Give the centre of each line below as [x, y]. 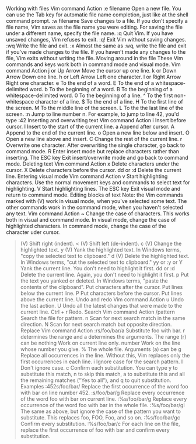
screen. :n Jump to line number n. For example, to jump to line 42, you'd [92, 114]
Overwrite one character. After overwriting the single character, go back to [96, 145]
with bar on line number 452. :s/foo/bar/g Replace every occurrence [102, 393]
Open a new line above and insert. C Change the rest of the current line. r [94, 139]
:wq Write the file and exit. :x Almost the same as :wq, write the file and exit [96, 46]
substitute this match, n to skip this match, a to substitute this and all [102, 374]
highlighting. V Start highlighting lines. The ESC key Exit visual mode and [93, 189]
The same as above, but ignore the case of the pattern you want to [100, 411]
